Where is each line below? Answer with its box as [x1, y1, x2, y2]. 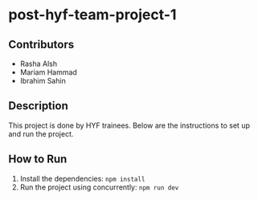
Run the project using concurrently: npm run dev [19, 182, 179, 192]
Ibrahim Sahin [19, 76, 66, 85]
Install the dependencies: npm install [19, 173, 145, 183]
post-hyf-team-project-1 [8, 6, 177, 24]
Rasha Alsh [19, 59, 58, 68]
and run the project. [8, 129, 74, 138]
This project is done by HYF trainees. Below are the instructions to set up [8, 120, 251, 130]
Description [8, 99, 68, 113]
